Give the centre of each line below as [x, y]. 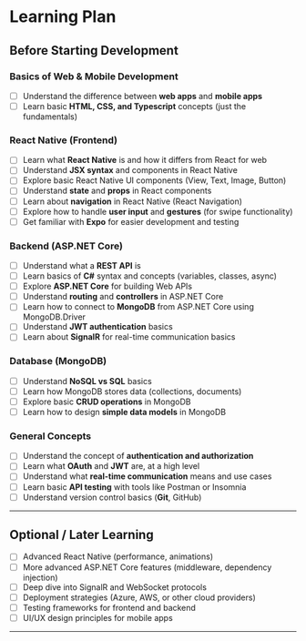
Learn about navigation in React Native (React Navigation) [133, 201]
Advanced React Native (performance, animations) [118, 556]
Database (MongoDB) [58, 361]
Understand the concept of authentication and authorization [138, 456]
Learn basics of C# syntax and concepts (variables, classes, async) [150, 276]
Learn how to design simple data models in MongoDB [124, 412]
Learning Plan [63, 17]
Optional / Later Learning [82, 535]
